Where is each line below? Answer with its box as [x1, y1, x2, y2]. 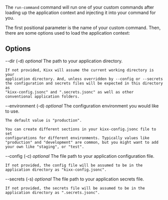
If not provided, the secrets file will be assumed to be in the [5, 185, 145, 190]
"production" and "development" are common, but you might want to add [5, 140, 158, 145]
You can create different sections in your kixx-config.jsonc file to [5, 127, 156, 132]
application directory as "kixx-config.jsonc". [5, 167, 107, 172]
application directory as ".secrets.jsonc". [5, 190, 100, 195]
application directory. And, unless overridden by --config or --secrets [5, 76, 163, 81]
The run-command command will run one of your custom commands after [5, 5, 154, 10]
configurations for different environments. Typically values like [5, 135, 150, 140]
